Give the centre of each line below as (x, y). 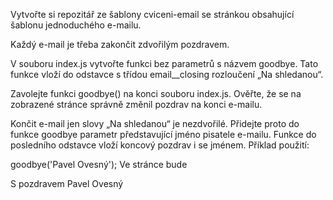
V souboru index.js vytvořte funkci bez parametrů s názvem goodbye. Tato (164, 63)
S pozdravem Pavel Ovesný (67, 183)
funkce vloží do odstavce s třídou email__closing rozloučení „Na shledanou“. (167, 74)
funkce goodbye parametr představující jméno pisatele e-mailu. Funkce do (163, 134)
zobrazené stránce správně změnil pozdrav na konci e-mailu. (136, 104)
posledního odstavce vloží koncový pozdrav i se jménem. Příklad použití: (160, 145)
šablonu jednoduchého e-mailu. (76, 25)
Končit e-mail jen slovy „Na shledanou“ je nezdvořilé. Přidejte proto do (155, 123)
